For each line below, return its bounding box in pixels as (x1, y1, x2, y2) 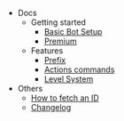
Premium (43, 36, 77, 46)
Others (17, 84, 43, 93)
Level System (43, 74, 94, 84)
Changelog (30, 102, 72, 112)
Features (30, 45, 64, 56)
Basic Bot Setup (43, 27, 103, 36)
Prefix (43, 55, 66, 65)
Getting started (30, 17, 87, 28)
